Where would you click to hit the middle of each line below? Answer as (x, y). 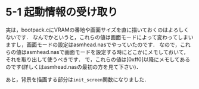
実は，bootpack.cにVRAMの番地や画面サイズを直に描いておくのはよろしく (97, 30)
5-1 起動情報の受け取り (62, 12)
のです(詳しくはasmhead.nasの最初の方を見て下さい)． (74, 66)
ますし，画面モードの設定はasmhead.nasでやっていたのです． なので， (93, 44)
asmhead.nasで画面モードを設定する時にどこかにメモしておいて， (107, 52)
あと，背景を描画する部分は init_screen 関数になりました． (78, 79)
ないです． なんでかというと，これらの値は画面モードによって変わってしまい (99, 37)
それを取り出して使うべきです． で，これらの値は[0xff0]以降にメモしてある (98, 59)
